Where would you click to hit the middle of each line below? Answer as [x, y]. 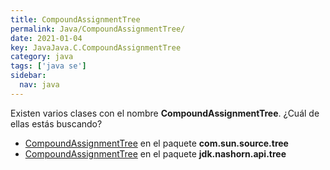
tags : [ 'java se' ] [48, 66]
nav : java [39, 85]
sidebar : [28, 76]
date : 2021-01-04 [46, 38]
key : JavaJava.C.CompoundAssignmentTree [96, 47]
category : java [42, 57]
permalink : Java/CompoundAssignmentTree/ [98, 29]
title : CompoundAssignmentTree [75, 19]
